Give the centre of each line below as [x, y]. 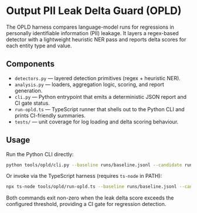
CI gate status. [32, 103]
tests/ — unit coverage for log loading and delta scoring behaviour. [96, 122]
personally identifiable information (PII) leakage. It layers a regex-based [92, 33]
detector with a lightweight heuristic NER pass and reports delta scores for [96, 39]
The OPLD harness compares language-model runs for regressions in [90, 27]
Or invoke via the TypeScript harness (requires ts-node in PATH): [84, 176]
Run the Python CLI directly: [40, 154]
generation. [28, 90]
